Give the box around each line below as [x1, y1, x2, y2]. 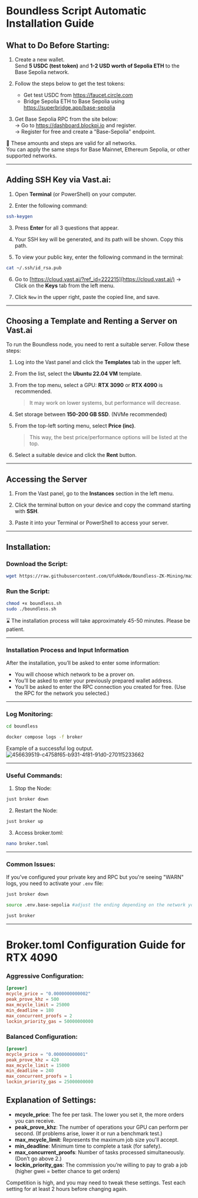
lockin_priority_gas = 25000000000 [6, 1079, 94, 1085]
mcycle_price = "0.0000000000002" [6, 991, 91, 997]
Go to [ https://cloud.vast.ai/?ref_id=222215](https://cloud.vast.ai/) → [14, 275, 181, 282]
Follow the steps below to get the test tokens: [14, 80, 126, 87]
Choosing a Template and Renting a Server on [6, 315, 178, 326]
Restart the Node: [14, 807, 58, 814]
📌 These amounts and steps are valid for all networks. [6, 140, 137, 146]
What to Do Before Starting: [6, 40, 110, 50]
